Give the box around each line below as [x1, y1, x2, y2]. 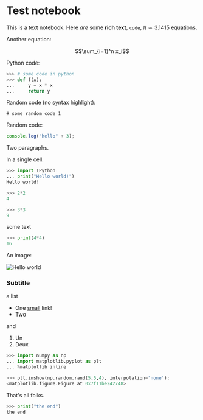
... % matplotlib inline [6, 364, 67, 370]
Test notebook [6, 4, 81, 18]
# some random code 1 [6, 111, 61, 117]
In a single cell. [6, 156, 44, 163]
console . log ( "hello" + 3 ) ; [6, 133, 75, 139]
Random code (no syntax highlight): [6, 99, 96, 107]
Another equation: [6, 35, 52, 43]
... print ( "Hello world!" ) [6, 173, 75, 180]
